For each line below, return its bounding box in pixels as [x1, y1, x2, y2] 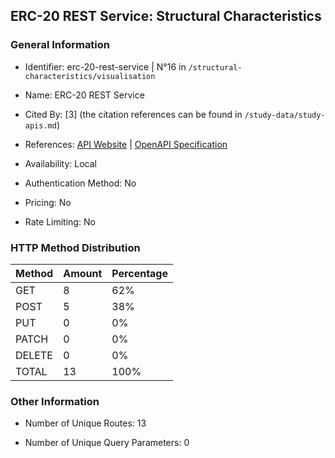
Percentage [111, 266, 169, 280]
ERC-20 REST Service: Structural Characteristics [10, 8, 322, 25]
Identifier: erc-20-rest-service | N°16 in [24, 60, 187, 73]
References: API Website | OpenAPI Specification [24, 138, 228, 150]
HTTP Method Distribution [10, 240, 141, 254]
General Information [10, 38, 111, 52]
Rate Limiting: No [24, 215, 96, 228]
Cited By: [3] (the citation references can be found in [24, 108, 243, 120]
